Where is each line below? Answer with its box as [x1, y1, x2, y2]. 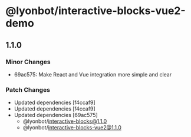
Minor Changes [5, 58, 51, 66]
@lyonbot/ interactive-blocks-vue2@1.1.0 [22, 124, 121, 131]
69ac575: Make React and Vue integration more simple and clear [14, 71, 172, 78]
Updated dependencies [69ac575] [14, 112, 98, 119]
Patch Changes [5, 85, 51, 93]
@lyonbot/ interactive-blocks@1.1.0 [22, 118, 107, 125]
